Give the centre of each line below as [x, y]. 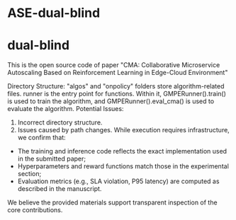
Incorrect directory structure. [60, 122]
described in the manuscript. [60, 189]
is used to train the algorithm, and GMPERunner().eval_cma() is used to [111, 101]
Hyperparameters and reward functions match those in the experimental [123, 166]
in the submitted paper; [52, 159]
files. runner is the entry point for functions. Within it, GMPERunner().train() [117, 94]
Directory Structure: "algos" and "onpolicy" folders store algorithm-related [116, 86]
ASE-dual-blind [54, 13]
